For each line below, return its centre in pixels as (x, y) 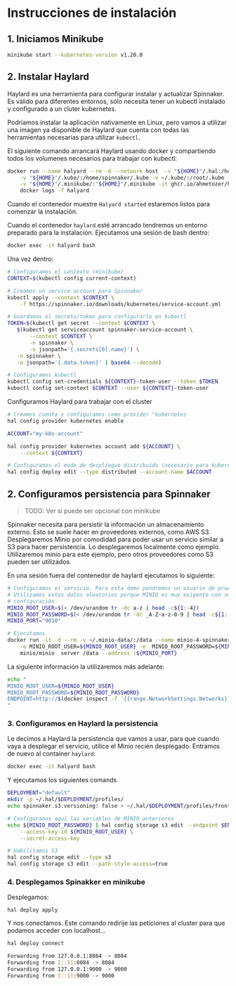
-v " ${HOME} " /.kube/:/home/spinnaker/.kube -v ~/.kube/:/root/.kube (122, 178)
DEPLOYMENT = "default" (39, 793)
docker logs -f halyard (55, 191)
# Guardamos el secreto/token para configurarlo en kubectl (97, 317)
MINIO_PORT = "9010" (34, 621)
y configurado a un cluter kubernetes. (62, 109)
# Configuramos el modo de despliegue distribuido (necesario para (108, 466)
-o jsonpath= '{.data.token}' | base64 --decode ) (89, 362)
